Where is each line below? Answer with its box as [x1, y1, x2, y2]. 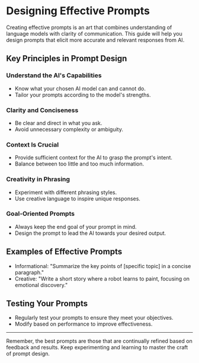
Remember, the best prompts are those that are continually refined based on [6, 337, 192, 345]
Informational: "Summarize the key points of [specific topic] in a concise [14, 262, 191, 269]
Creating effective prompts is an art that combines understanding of [6, 24, 172, 31]
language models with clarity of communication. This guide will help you [6, 30, 182, 37]
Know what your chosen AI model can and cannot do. [14, 85, 146, 92]
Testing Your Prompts [6, 298, 88, 309]
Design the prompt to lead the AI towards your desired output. [14, 230, 166, 237]
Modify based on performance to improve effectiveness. [14, 320, 153, 327]
